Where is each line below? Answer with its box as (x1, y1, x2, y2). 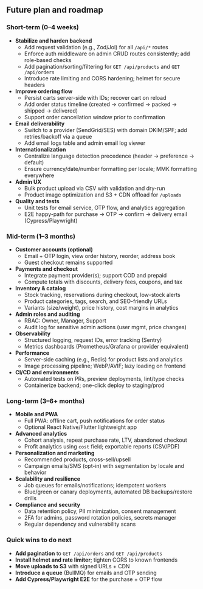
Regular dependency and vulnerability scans (24, 520, 136, 528)
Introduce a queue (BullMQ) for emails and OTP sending (15, 569, 157, 576)
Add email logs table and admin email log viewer (24, 139, 146, 147)
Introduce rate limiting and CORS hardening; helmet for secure (24, 74, 181, 82)
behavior (24, 469, 47, 476)
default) (24, 158, 44, 166)
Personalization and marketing (15, 450, 95, 457)
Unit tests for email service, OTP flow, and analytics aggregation (24, 204, 185, 211)
